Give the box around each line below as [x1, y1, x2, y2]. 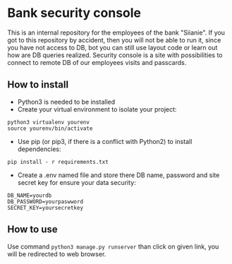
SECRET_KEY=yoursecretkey [7, 204, 83, 211]
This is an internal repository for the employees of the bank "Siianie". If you [7, 28, 226, 37]
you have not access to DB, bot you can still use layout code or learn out [7, 43, 218, 52]
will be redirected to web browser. [7, 249, 106, 258]
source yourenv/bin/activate [7, 125, 93, 132]
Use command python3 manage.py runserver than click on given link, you [7, 242, 219, 251]
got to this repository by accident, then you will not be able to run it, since [7, 35, 221, 44]
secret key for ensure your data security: [17, 178, 136, 186]
